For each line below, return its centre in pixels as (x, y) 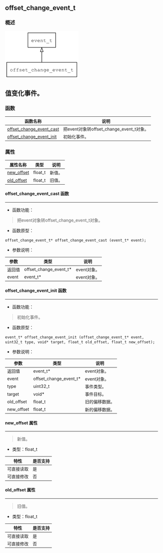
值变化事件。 (24, 93)
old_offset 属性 (20, 490)
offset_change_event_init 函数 (36, 290)
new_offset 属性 (21, 423)
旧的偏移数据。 (100, 402)
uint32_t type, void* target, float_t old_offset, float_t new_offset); (80, 342)
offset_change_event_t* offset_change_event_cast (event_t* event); (76, 240)
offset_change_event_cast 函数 (37, 194)
